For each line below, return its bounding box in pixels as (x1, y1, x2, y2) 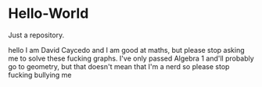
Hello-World (8, 5, 89, 23)
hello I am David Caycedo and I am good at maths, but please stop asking (8, 45, 245, 54)
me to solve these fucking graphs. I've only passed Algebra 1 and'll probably (8, 54, 254, 63)
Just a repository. (8, 30, 65, 40)
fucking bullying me (8, 70, 72, 79)
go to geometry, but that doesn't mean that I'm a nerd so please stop (8, 61, 230, 71)
